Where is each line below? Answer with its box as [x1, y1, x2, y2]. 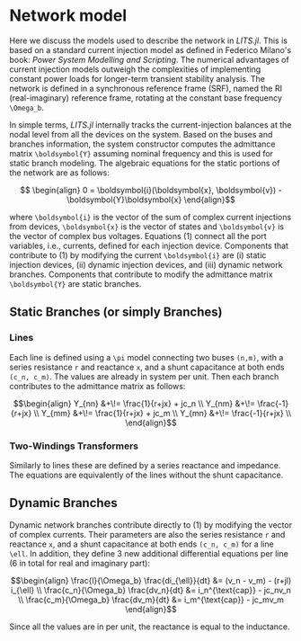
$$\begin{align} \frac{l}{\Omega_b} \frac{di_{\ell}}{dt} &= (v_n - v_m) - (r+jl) [10, 574, 292, 585]
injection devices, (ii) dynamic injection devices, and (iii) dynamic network [9, 259, 283, 270]
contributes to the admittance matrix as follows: [9, 380, 186, 391]
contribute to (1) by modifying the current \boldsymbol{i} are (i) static [9, 249, 267, 261]
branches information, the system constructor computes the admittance [9, 138, 276, 149]
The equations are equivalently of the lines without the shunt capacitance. [9, 469, 284, 480]
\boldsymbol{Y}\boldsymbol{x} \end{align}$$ [66, 194, 236, 205]
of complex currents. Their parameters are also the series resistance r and [9, 529, 286, 539]
